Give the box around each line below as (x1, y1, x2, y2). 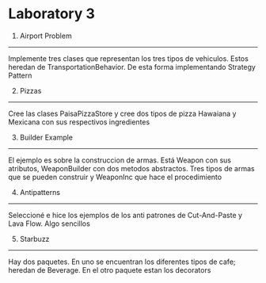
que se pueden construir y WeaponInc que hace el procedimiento (8, 172, 222, 182)
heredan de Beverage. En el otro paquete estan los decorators (8, 265, 211, 274)
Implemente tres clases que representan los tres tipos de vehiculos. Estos (8, 53, 249, 63)
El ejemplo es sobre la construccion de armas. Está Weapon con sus (8, 155, 232, 165)
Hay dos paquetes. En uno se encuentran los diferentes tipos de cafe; (8, 257, 236, 266)
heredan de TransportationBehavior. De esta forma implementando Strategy (8, 62, 256, 71)
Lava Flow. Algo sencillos (8, 219, 91, 228)
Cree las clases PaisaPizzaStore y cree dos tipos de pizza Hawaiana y (8, 109, 237, 118)
